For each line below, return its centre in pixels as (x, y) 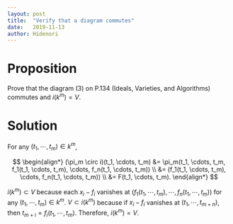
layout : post (27, 14)
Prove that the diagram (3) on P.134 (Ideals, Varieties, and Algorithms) (109, 89)
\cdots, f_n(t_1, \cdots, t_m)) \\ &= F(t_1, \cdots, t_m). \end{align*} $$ (119, 177)
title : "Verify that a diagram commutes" (71, 21)
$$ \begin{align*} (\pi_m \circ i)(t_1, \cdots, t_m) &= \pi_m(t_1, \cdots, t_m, (119, 162)
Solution (33, 126)
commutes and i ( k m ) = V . (44, 96)
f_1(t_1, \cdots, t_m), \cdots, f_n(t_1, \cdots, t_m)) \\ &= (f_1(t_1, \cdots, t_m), (119, 169)
